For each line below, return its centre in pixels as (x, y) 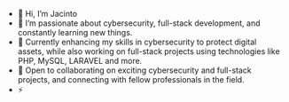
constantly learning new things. (75, 32)
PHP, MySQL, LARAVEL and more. (80, 61)
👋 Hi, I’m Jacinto (47, 14)
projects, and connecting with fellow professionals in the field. (131, 79)
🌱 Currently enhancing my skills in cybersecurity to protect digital (137, 42)
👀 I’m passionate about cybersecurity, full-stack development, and (139, 23)
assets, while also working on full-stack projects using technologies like (149, 51)
